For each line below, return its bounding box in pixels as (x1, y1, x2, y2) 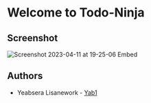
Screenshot (7, 32, 58, 44)
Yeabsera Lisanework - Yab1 (16, 88, 97, 97)
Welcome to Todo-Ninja (7, 5, 146, 21)
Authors (7, 70, 43, 82)
